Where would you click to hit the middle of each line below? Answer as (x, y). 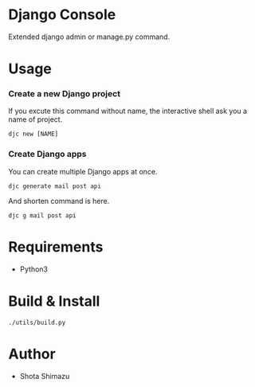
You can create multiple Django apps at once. (83, 171)
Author (32, 354)
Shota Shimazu (45, 376)
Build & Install (54, 301)
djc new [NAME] (33, 134)
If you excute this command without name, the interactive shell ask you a (128, 111)
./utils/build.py (37, 322)
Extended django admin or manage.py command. (89, 37)
